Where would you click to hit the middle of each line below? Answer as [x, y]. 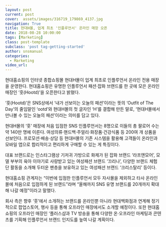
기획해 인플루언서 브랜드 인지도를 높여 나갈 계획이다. [64, 220]
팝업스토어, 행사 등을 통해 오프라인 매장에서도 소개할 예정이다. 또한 [82, 207]
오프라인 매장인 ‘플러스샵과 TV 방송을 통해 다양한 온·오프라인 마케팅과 [85, 214]
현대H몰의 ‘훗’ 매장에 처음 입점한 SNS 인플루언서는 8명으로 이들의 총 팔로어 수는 [82, 126]
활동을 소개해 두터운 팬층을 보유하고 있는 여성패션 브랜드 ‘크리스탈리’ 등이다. [83, 167]
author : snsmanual [24, 51]
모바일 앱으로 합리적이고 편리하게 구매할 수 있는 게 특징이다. [63, 145]
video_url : [16, 65]
